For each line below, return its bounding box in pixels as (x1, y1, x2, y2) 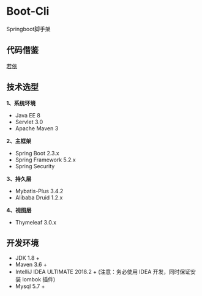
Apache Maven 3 (15, 124, 59, 132)
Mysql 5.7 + (15, 283, 45, 290)
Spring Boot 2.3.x (15, 149, 59, 157)
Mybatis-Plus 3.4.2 (15, 187, 64, 194)
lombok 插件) (22, 276, 56, 283)
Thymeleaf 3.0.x (15, 218, 57, 226)
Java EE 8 (15, 111, 41, 119)
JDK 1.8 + (15, 254, 40, 262)
